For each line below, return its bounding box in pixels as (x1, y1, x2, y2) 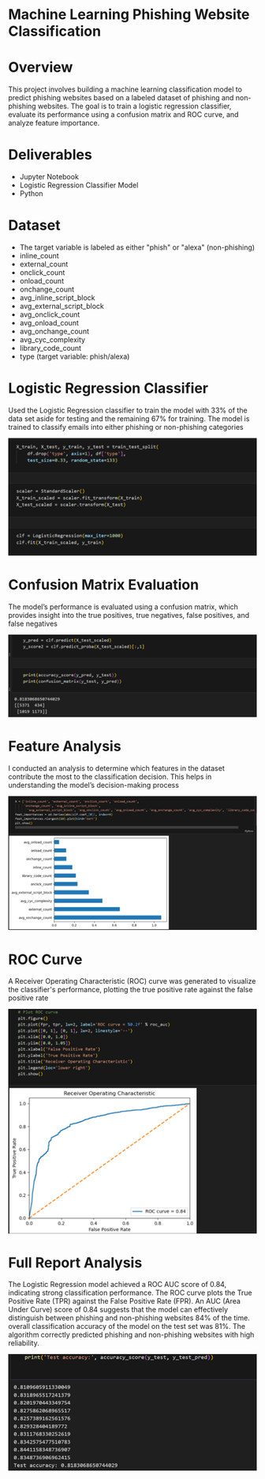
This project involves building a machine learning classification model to (8, 85, 243, 94)
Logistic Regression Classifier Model (19, 180, 139, 190)
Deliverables (8, 146, 92, 164)
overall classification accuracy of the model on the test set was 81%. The (8, 1322, 246, 1331)
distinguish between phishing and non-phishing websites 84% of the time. (8, 1313, 250, 1323)
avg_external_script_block (19, 302, 105, 310)
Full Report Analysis (8, 1254, 143, 1271)
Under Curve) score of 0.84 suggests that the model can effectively (8, 1305, 229, 1315)
